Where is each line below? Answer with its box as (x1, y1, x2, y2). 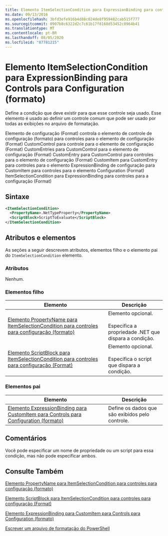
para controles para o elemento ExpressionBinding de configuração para (5, 162, 155, 168)
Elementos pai (5, 383, 41, 390)
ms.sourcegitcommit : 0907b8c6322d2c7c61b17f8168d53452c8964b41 (5, 21, 140, 27)
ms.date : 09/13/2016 (5, 12, 48, 17)
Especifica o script (108, 356, 152, 363)
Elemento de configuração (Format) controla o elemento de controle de (5, 130, 152, 136)
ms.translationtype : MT (5, 26, 55, 31)
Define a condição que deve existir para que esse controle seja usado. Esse (5, 110, 161, 116)
